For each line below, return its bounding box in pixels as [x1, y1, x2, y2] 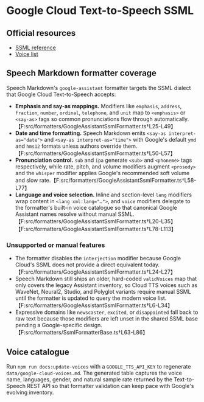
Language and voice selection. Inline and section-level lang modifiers [15, 191, 192, 198]
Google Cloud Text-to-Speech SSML [6, 4, 194, 18]
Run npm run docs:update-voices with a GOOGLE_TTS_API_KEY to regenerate [6, 362, 191, 370]
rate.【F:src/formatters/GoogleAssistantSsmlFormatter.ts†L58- [39, 176, 197, 184]
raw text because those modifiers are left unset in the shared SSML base [15, 315, 199, 322]
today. [144, 261, 160, 268]
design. [83, 322, 102, 329]
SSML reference [15, 44, 57, 51]
